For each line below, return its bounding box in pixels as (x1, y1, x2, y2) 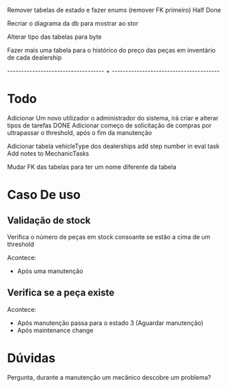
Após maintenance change (17, 326, 94, 334)
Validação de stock (7, 214, 91, 226)
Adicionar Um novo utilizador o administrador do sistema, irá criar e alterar (7, 113, 219, 122)
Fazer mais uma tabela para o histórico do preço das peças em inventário (7, 46, 216, 54)
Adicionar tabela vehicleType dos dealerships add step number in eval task (7, 142, 220, 150)
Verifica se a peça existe (7, 287, 115, 299)
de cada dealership (7, 53, 62, 62)
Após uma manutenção (17, 266, 84, 275)
